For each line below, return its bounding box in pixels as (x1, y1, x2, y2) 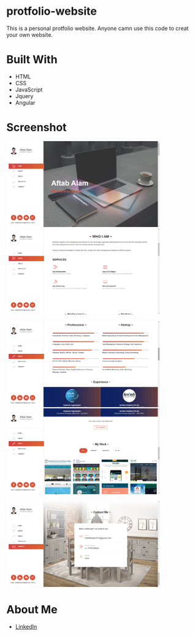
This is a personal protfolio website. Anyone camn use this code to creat (6, 25, 189, 32)
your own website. (6, 31, 53, 38)
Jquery (15, 92, 34, 99)
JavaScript (15, 86, 43, 93)
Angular (15, 99, 36, 106)
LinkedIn (15, 623, 37, 630)
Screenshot (6, 121, 67, 134)
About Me (6, 603, 58, 617)
